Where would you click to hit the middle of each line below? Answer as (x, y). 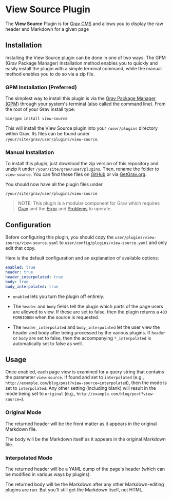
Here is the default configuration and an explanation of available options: (82, 258)
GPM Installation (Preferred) (41, 87)
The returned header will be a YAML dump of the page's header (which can (85, 469)
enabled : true (21, 268)
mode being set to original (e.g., (41, 394)
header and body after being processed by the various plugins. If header (89, 332)
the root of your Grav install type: (40, 109)
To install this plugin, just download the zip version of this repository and (82, 164)
